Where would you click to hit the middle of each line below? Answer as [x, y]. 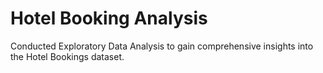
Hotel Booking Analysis [109, 18]
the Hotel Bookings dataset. [67, 56]
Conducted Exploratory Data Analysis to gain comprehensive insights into [162, 46]
